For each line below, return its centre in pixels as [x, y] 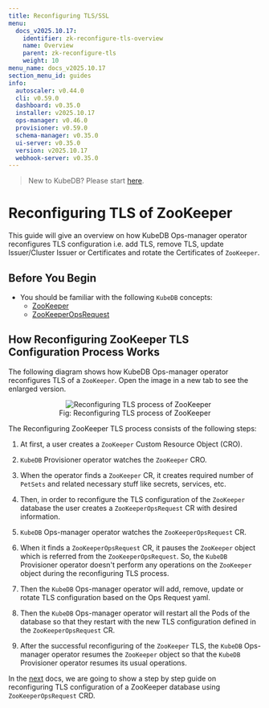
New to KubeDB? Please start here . [86, 181]
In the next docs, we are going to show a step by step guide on [112, 678]
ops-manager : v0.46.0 [52, 121]
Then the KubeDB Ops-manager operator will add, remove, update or [132, 589]
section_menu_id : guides [50, 76]
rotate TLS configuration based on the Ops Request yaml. [115, 597]
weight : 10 [41, 61]
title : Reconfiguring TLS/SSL [59, 16]
